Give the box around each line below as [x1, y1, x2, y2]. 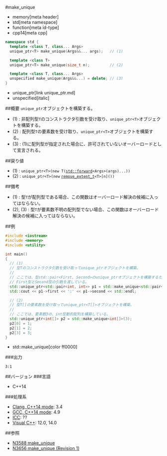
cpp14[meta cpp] [12, 30, 48, 35]
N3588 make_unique [12, 440, 55, 446]
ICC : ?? [12, 415, 27, 421]
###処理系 [5, 394, 27, 400]
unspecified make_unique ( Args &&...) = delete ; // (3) [9, 76, 123, 81]
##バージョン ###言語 [5, 374, 51, 380]
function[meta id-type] [12, 24, 59, 30]
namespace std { [5, 39, 39, 44]
